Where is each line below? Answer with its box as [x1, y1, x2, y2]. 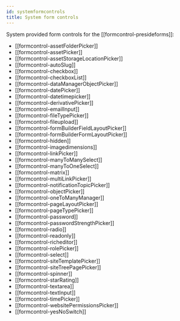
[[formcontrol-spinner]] [14, 270, 73, 277]
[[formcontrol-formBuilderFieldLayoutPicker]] [14, 124, 127, 132]
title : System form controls [6, 14, 79, 20]
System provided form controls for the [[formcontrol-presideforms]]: [6, 30, 175, 38]
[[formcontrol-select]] [14, 251, 69, 258]
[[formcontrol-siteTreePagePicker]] [14, 263, 101, 271]
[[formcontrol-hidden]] [14, 137, 71, 144]
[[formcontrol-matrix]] [14, 169, 70, 176]
